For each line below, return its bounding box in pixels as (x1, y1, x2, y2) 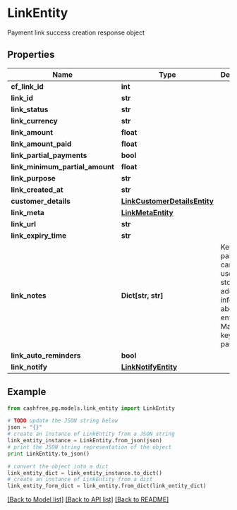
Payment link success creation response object (7, 28, 145, 37)
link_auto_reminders (11, 351, 81, 360)
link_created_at (11, 185, 63, 195)
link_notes (11, 291, 47, 300)
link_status (11, 104, 49, 114)
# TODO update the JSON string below (7, 418, 119, 425)
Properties (7, 49, 55, 61)
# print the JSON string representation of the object (7, 443, 172, 451)
